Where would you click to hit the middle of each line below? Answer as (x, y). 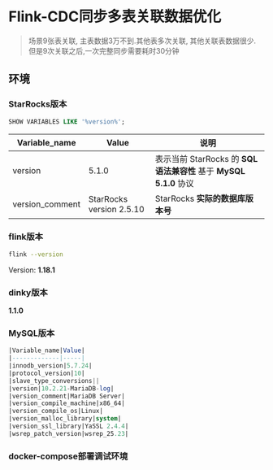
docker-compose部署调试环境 (68, 456)
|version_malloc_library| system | (65, 419)
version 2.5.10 (116, 209)
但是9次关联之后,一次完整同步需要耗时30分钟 (104, 50)
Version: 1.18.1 (32, 270)
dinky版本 (28, 292)
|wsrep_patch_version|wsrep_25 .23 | (69, 433)
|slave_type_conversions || (54, 381)
